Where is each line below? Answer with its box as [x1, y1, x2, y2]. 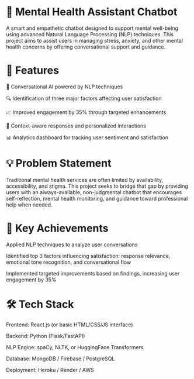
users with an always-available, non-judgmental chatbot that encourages [6, 188, 182, 195]
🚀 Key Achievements [6, 222, 109, 235]
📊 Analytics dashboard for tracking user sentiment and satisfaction [6, 134, 168, 141]
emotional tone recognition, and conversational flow [6, 259, 131, 266]
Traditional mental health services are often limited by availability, [6, 176, 164, 183]
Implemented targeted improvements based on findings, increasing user [6, 270, 180, 277]
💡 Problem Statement [6, 157, 112, 170]
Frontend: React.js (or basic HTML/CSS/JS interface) [6, 321, 133, 328]
